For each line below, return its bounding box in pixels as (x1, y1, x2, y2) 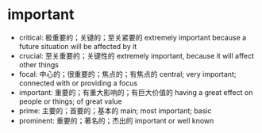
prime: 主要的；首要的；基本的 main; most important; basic (18, 105, 212, 116)
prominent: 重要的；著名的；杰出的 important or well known (18, 116, 214, 125)
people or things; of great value (18, 97, 122, 106)
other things (18, 59, 59, 69)
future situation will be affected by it (18, 41, 137, 51)
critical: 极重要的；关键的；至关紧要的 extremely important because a (18, 32, 247, 42)
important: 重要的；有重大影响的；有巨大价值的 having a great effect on (18, 87, 253, 97)
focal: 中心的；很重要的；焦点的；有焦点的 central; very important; (18, 69, 237, 78)
